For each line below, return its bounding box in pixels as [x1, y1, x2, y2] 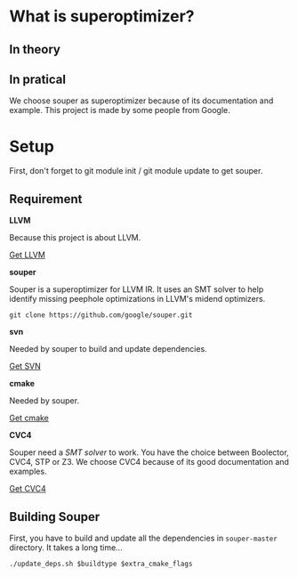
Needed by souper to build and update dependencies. [9, 344, 207, 354]
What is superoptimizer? [9, 6, 195, 27]
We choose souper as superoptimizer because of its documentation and [9, 95, 274, 106]
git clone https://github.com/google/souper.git [9, 311, 193, 320]
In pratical [9, 71, 67, 86]
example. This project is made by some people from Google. [9, 105, 230, 116]
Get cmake [9, 412, 49, 424]
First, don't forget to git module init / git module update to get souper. [9, 166, 263, 176]
